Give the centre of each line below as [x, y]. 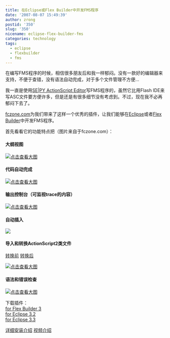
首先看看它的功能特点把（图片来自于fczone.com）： [59, 132]
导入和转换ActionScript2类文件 [38, 243]
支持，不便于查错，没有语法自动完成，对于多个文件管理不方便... [72, 80]
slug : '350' [18, 29]
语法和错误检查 [21, 279]
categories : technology [31, 39]
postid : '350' [20, 24]
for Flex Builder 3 [24, 308]
